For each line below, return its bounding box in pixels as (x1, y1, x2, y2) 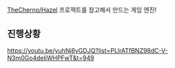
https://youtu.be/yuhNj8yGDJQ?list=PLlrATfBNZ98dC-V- (7, 47, 169, 54)
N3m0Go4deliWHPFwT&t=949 (7, 54, 94, 62)
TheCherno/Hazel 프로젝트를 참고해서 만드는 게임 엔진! (7, 5, 157, 14)
